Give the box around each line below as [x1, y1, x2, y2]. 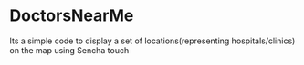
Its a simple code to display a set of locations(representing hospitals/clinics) [9, 35, 296, 46]
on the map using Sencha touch [9, 44, 130, 55]
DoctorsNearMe [9, 5, 134, 26]
